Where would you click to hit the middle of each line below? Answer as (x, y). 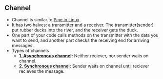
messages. (23, 45)
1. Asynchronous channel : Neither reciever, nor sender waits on (84, 56)
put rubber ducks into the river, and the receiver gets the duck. (75, 30)
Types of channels (30, 50)
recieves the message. (41, 71)
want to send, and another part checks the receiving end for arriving (80, 40)
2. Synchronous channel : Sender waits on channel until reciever (84, 66)
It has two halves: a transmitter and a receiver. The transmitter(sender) (83, 25)
